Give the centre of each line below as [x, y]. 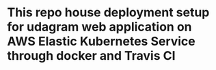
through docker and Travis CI [91, 56]
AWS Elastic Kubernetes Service [102, 41]
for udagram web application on [100, 27]
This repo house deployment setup [108, 13]
